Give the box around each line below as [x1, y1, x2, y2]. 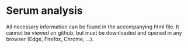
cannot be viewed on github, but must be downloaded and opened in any [6, 29, 182, 36]
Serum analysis [6, 4, 83, 17]
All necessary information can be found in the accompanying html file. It [6, 23, 179, 30]
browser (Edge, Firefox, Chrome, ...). [6, 35, 94, 42]
